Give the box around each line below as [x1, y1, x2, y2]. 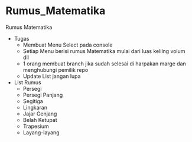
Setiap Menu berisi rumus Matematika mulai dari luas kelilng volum [22, 47, 186, 54]
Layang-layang [22, 128, 60, 136]
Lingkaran [22, 104, 48, 111]
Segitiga [22, 97, 44, 104]
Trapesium [22, 123, 50, 130]
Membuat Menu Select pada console [22, 41, 113, 48]
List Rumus [14, 78, 42, 86]
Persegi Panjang [22, 91, 63, 98]
